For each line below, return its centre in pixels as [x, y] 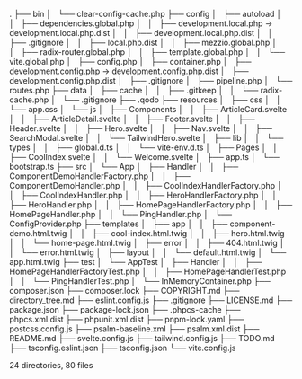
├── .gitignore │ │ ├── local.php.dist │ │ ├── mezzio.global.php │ [143, 42]
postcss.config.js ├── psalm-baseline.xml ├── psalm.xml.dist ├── [134, 329]
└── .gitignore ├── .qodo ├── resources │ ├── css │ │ [172, 100]
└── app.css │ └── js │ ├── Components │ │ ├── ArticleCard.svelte [148, 109]
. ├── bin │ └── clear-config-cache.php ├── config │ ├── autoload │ [146, 14]
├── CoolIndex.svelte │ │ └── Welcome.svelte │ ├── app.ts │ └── [145, 157]
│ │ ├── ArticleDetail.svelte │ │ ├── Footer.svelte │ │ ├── [132, 119]
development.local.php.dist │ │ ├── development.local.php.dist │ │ [141, 33]
